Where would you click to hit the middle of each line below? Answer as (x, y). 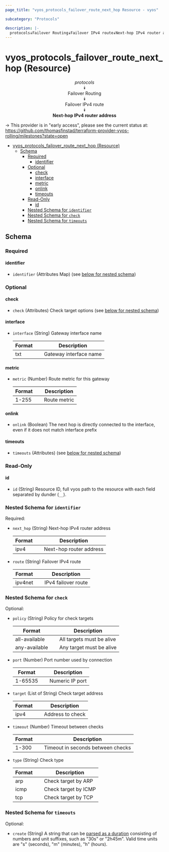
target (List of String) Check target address (58, 693)
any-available (31, 647)
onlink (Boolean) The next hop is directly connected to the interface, (84, 424)
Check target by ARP (68, 781)
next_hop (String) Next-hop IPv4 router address (61, 528)
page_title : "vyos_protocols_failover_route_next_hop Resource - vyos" (82, 10)
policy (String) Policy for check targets (53, 619)
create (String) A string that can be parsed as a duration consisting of (84, 833)
